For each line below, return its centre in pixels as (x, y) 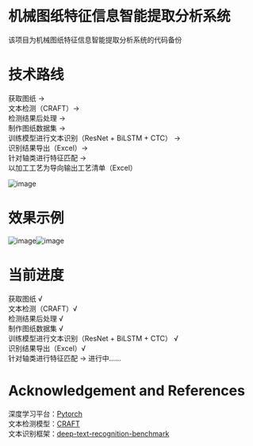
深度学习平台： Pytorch (46, 413)
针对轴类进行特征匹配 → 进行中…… (65, 358)
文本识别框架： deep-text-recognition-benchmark (89, 433)
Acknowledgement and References (127, 390)
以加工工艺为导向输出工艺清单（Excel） (73, 167)
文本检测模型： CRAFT (44, 423)
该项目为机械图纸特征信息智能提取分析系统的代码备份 (95, 40)
